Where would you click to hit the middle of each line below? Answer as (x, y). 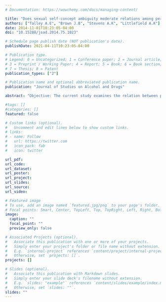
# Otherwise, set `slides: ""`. (41, 288)
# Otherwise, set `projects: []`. (43, 255)
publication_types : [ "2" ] (32, 73)
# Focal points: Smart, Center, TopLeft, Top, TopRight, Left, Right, (79, 210)
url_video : (16, 192)
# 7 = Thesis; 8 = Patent (32, 69)
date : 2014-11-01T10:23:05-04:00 (40, 28)
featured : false (22, 114)
